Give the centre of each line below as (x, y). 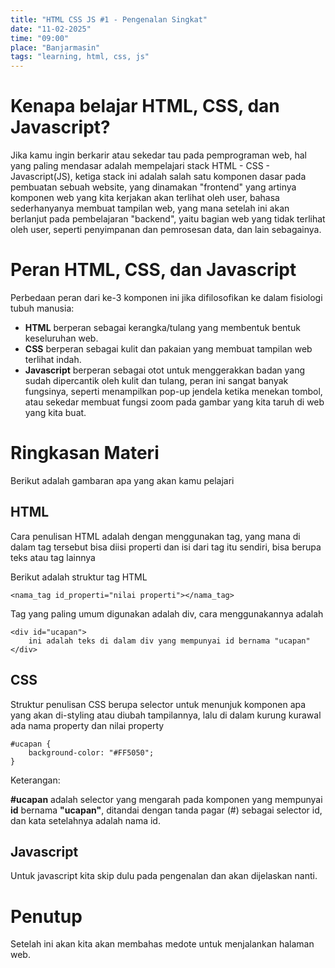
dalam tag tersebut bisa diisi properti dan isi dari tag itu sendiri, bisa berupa (166, 547)
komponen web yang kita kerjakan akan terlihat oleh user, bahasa (145, 198)
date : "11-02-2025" (51, 29)
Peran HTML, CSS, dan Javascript (153, 270)
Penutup (46, 916)
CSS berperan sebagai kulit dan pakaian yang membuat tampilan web (168, 349)
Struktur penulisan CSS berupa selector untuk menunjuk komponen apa (158, 704)
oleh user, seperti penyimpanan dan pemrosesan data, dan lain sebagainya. (166, 230)
